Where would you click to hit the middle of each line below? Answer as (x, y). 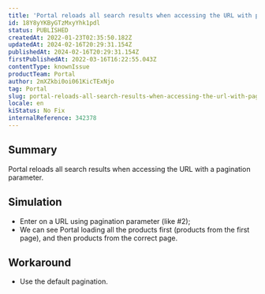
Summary (33, 150)
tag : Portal (28, 89)
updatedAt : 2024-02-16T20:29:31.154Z (70, 45)
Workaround (40, 262)
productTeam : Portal (42, 74)
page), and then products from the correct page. (99, 238)
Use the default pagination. (63, 281)
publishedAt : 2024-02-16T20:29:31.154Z (74, 52)
